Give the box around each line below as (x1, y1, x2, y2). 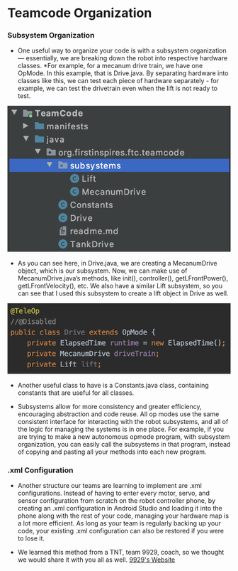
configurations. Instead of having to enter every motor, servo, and (17, 489, 210, 498)
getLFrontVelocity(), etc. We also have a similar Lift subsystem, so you (17, 282, 223, 290)
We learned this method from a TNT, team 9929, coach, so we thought (17, 548, 225, 557)
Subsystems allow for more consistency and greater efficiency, (17, 403, 202, 411)
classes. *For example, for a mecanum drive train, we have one (17, 62, 203, 70)
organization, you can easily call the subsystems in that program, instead (17, 440, 231, 449)
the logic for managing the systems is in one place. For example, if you (17, 425, 225, 434)
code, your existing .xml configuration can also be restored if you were (17, 527, 225, 535)
